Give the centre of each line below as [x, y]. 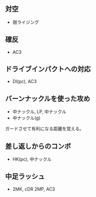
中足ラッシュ [25, 177]
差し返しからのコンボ [38, 146]
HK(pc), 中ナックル [32, 159]
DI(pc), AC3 [24, 82]
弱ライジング [25, 22]
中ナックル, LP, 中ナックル [39, 112]
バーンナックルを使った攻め [48, 98]
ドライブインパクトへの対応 [48, 69]
